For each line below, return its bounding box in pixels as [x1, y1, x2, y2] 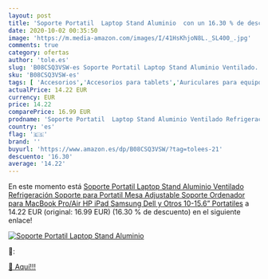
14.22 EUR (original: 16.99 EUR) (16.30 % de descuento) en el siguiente [8, 207, 241, 217]
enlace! [8, 216, 33, 226]
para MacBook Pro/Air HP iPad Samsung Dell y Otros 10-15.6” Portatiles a [8, 198, 250, 208]
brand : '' [8, 137, 41, 146]
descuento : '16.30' [8, 152, 73, 160]
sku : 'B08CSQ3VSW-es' [8, 71, 81, 79]
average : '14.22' [8, 160, 66, 168]
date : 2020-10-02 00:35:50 [8, 26, 98, 34]
